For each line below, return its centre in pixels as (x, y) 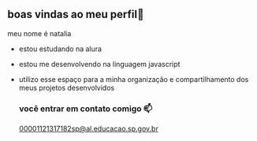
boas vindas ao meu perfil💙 (76, 15)
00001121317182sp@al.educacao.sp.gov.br (88, 129)
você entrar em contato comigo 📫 (86, 109)
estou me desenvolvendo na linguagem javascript (99, 64)
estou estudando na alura (60, 49)
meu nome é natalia (39, 33)
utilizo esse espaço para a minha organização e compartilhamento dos (134, 79)
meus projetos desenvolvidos (67, 87)
